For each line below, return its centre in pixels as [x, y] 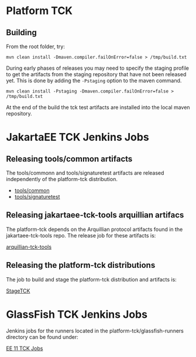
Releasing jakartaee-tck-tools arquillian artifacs [95, 215]
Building [21, 33]
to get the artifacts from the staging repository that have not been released [96, 74]
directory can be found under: [42, 337]
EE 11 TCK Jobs [25, 348]
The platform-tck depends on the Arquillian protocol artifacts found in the [94, 229]
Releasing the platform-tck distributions [81, 265]
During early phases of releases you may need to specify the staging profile [97, 68]
